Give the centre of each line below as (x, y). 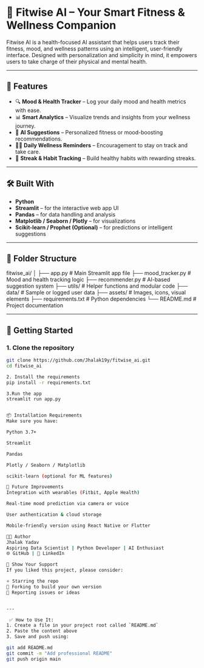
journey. (25, 126)
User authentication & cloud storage (54, 515)
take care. (28, 151)
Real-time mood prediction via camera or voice (68, 504)
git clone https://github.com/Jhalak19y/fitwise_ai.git (78, 360)
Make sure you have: (32, 421)
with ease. (28, 110)
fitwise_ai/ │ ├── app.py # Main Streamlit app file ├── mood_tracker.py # (99, 273)
